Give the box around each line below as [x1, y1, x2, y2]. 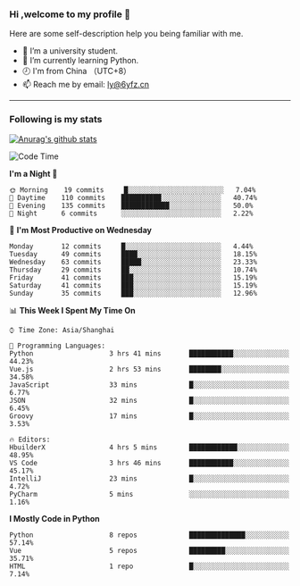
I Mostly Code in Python [9, 513, 100, 523]
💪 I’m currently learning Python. [21, 55, 139, 66]
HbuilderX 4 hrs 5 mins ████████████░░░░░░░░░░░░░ [9, 442, 290, 452]
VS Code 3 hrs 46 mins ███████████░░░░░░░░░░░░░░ [9, 458, 290, 467]
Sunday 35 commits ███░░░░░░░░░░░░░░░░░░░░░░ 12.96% [9, 289, 257, 297]
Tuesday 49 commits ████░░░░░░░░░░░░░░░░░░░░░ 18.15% [9, 249, 257, 258]
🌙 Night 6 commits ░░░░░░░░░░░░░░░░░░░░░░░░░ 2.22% [9, 209, 254, 218]
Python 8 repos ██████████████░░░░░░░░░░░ [9, 531, 290, 540]
